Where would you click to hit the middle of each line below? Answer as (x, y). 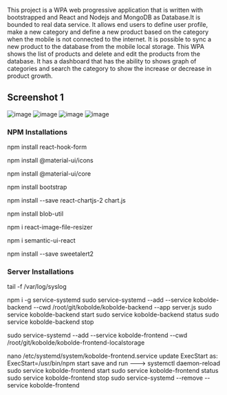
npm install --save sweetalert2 (51, 254)
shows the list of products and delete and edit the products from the (104, 54)
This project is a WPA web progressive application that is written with (105, 10)
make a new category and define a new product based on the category (108, 32)
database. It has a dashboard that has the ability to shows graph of (102, 61)
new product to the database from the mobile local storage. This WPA (106, 47)
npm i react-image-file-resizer (50, 227)
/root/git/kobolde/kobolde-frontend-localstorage (76, 343)
